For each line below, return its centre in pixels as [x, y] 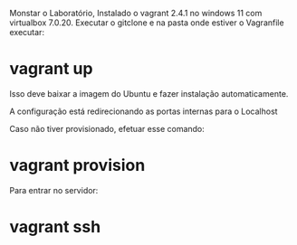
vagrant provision [77, 165]
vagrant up [51, 69]
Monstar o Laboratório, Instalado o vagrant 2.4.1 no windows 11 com [136, 13]
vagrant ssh [55, 227]
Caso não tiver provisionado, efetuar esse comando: [107, 128]
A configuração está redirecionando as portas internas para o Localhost [144, 111]
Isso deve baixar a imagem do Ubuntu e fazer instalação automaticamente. [149, 93]
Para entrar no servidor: [54, 190]
